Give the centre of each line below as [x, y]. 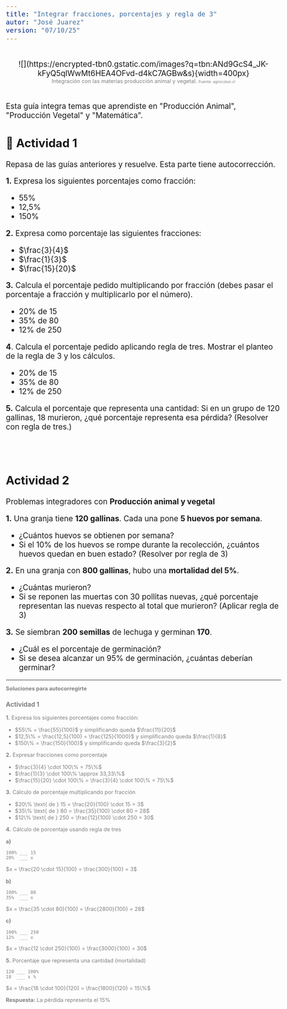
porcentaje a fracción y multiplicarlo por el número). [99, 295]
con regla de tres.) [39, 427]
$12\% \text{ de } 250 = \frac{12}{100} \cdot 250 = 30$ [84, 818]
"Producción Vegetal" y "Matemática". [74, 115]
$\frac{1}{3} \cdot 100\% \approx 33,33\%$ [70, 773]
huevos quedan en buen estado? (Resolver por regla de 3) [123, 554]
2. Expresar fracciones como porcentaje [56, 755]
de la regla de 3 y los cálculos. [60, 356]
